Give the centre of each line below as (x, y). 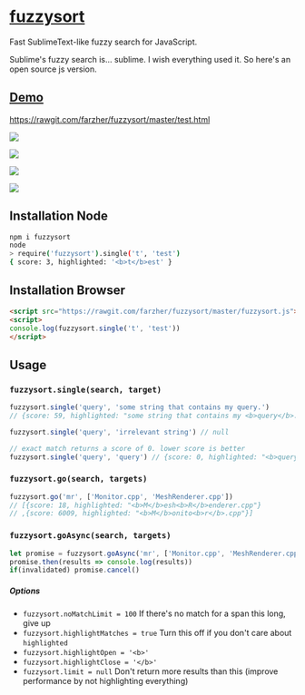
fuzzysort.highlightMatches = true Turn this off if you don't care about (157, 633)
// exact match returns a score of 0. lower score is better (128, 448)
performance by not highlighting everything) (105, 681)
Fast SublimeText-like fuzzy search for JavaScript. (103, 42)
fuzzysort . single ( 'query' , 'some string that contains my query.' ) (140, 407)
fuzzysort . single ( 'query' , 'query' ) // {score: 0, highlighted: (133, 457)
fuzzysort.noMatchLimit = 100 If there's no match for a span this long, (154, 613)
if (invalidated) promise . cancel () (75, 570)
